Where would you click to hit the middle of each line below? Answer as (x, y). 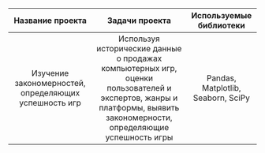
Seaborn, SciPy (221, 98)
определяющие (139, 127)
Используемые (222, 15)
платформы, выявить (139, 108)
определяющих (50, 93)
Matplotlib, (221, 88)
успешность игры (139, 137)
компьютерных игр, (139, 68)
